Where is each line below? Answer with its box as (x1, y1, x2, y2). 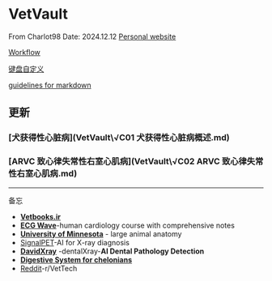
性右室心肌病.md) (8, 168, 78, 179)
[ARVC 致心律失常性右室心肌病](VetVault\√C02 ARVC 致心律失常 (8, 155, 264, 167)
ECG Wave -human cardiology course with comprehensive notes (19, 220, 235, 230)
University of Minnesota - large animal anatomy (19, 228, 182, 239)
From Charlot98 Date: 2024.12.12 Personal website (8, 32, 176, 41)
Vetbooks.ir (19, 211, 62, 221)
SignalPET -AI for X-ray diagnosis (19, 237, 130, 247)
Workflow (8, 47, 40, 57)
